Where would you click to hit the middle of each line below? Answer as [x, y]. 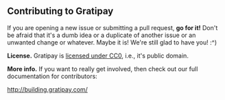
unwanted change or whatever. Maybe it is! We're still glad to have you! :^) [112, 42]
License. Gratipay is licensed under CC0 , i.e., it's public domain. [98, 55]
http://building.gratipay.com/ [47, 89]
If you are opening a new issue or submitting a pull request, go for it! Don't [113, 27]
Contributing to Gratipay [60, 11]
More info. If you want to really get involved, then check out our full [103, 68]
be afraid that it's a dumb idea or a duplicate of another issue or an [102, 35]
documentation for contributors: [52, 76]
